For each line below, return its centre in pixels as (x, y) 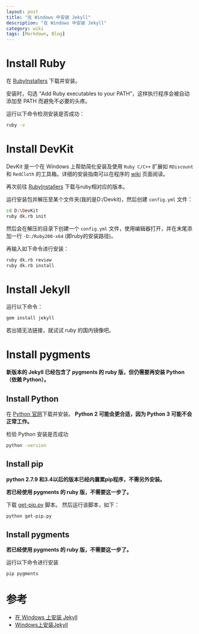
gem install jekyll (30, 318)
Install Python (32, 399)
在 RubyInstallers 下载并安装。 (43, 81)
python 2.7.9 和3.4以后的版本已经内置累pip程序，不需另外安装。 (86, 479)
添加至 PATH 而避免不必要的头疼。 (48, 101)
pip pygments (22, 574)
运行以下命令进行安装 (32, 562)
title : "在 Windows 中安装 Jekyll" (49, 17)
